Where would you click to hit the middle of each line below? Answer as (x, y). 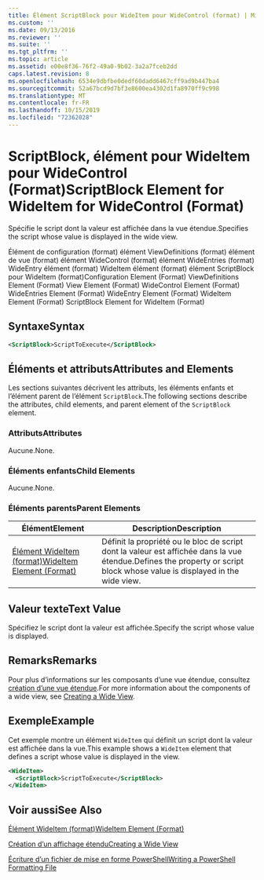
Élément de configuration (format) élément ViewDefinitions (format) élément (132, 251)
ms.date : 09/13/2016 (42, 30)
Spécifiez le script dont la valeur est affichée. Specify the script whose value (131, 628)
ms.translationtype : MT (47, 96)
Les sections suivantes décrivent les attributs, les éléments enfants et (121, 388)
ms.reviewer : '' (35, 37)
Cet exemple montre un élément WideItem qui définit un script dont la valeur (130, 739)
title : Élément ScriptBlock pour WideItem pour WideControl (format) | (128, 15)
